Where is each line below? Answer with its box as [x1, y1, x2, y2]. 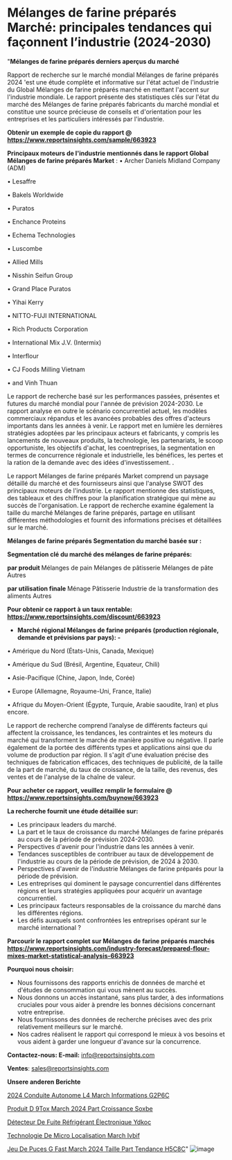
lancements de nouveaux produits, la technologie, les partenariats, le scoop [7, 436, 224, 444]
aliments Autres [7, 591, 52, 600]
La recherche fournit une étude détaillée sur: [7, 807, 139, 815]
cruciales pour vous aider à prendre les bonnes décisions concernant [17, 1000, 216, 1009]
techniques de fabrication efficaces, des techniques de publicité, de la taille [7, 757, 223, 766]
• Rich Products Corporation [7, 324, 89, 333]
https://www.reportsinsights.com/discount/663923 [7, 612, 161, 621]
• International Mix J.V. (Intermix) [7, 338, 102, 346]
